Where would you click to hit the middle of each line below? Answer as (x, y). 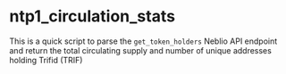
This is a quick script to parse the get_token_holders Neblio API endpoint (143, 41)
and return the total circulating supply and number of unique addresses (141, 50)
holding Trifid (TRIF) (46, 60)
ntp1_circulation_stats (93, 16)
